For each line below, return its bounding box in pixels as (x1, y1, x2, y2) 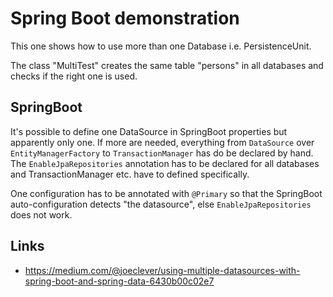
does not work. (10, 208, 73, 221)
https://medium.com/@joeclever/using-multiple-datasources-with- (24, 264, 301, 276)
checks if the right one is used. (10, 70, 138, 82)
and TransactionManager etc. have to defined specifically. (10, 168, 250, 180)
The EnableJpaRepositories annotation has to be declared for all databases (10, 157, 320, 169)
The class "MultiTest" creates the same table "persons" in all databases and (10, 59, 324, 71)
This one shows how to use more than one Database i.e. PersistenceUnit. (10, 40, 312, 52)
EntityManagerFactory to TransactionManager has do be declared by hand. (10, 147, 314, 159)
